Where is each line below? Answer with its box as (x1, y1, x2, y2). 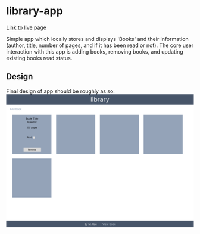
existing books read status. (6, 54, 73, 61)
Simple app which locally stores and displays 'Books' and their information (6, 35, 189, 42)
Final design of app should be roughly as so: (6, 88, 115, 95)
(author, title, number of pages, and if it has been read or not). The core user (6, 42, 194, 49)
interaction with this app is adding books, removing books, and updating (6, 48, 183, 55)
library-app (6, 4, 64, 18)
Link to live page (6, 24, 46, 31)
